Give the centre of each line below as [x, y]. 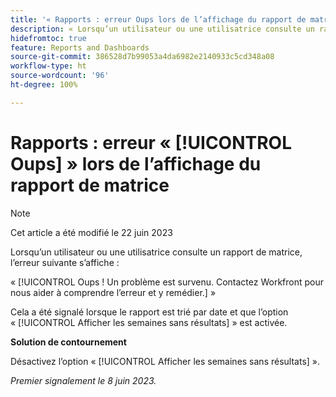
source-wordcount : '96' [60, 76]
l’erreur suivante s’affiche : [65, 262]
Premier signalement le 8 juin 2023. [83, 380]
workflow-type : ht [48, 66]
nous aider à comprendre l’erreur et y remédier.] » [113, 292]
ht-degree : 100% [44, 85]
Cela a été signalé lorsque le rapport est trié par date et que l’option [149, 312]
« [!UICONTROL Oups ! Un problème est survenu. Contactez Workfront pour [167, 282]
